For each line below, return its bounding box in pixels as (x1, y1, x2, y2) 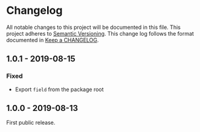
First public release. (6, 119, 56, 127)
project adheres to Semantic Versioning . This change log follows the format (6, 30, 195, 37)
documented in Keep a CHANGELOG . (6, 36, 99, 43)
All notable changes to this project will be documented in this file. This (6, 24, 181, 31)
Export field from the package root (15, 86, 104, 93)
